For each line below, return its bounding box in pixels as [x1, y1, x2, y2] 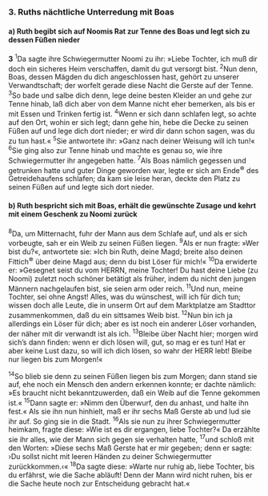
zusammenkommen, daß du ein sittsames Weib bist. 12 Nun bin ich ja [8, 309, 234, 320]
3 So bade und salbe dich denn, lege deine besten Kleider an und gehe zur [8, 89, 253, 100]
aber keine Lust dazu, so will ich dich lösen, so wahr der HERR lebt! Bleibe [8, 345, 253, 355]
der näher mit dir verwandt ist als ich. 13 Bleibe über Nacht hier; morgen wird [8, 327, 258, 338]
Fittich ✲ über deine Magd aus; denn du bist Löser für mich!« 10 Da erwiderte [8, 255, 258, 266]
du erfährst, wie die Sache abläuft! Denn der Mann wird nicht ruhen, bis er [8, 470, 253, 479]
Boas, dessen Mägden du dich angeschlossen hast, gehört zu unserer [8, 72, 240, 82]
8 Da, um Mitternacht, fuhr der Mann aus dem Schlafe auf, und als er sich [8, 227, 248, 238]
